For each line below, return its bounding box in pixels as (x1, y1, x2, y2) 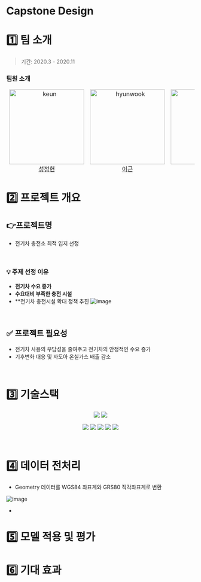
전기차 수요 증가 (14, 282, 52, 290)
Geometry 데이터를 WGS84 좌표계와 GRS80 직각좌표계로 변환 (14, 483, 162, 491)
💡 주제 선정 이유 (6, 268, 49, 276)
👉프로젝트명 (6, 220, 53, 230)
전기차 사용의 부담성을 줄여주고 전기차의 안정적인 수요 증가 (14, 345, 151, 352)
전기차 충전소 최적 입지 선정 (14, 240, 80, 247)
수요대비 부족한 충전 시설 (14, 290, 72, 297)
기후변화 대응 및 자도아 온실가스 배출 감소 (14, 353, 111, 360)
